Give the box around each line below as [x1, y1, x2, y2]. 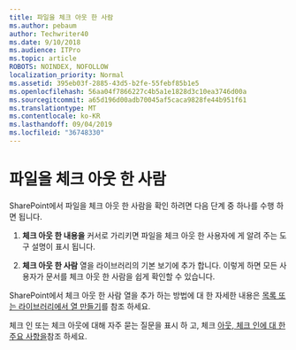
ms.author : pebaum [9, 21, 77, 30]
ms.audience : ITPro [9, 46, 81, 55]
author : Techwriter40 [9, 29, 89, 38]
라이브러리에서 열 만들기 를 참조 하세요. [18, 300, 151, 311]
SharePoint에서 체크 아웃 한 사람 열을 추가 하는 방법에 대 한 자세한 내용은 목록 [9, 290, 277, 300]
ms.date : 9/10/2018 [9, 37, 81, 47]
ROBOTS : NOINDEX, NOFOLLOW [9, 63, 109, 72]
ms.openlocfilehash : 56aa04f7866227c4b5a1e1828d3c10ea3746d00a [9, 87, 247, 96]
